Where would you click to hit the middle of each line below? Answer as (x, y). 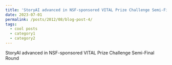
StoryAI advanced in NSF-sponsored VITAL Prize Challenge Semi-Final (80, 53)
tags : (11, 24)
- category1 (23, 34)
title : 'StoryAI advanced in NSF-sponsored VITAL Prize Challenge (78, 10)
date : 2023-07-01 (24, 15)
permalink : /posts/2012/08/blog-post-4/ (49, 19)
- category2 (23, 39)
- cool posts (24, 29)
